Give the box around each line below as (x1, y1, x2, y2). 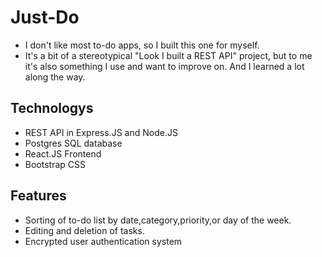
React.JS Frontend (24, 147, 102, 160)
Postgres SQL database (24, 137, 123, 149)
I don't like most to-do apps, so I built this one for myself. (24, 39, 260, 51)
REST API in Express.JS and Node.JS (24, 126, 178, 138)
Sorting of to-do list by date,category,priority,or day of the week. (24, 214, 292, 226)
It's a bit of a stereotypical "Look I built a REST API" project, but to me (24, 49, 313, 61)
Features (10, 187, 67, 205)
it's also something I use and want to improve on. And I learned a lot (24, 60, 305, 72)
